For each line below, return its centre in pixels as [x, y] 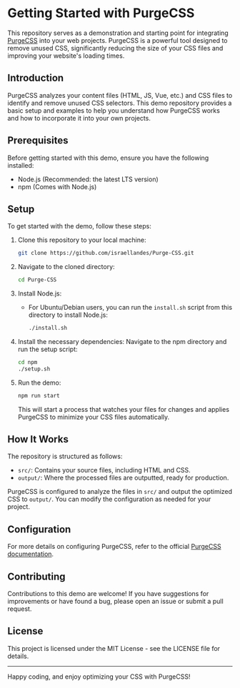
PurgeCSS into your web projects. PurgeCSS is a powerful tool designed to [117, 40]
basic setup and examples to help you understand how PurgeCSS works [114, 110]
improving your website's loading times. [66, 56]
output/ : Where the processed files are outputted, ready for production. [123, 478]
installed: [21, 165]
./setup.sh [34, 369]
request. [20, 609]
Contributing [36, 576]
